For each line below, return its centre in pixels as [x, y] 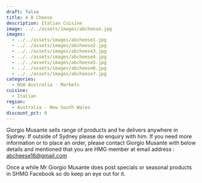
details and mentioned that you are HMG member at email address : [90, 149]
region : [16, 101]
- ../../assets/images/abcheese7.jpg [59, 74]
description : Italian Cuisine [44, 23]
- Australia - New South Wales [51, 107]
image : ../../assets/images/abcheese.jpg [59, 29]
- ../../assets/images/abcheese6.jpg [59, 68]
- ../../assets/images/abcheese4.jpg [59, 57]
